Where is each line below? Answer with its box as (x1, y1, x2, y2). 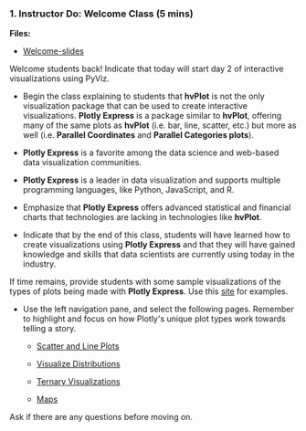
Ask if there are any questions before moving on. (9, 412, 194, 423)
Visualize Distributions (36, 359, 121, 370)
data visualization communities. (22, 157, 142, 168)
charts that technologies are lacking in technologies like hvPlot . (22, 212, 262, 223)
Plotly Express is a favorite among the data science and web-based (22, 147, 280, 158)
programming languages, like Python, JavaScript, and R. (22, 184, 235, 195)
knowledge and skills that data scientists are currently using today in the (22, 249, 295, 260)
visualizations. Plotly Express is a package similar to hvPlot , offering (22, 110, 282, 121)
